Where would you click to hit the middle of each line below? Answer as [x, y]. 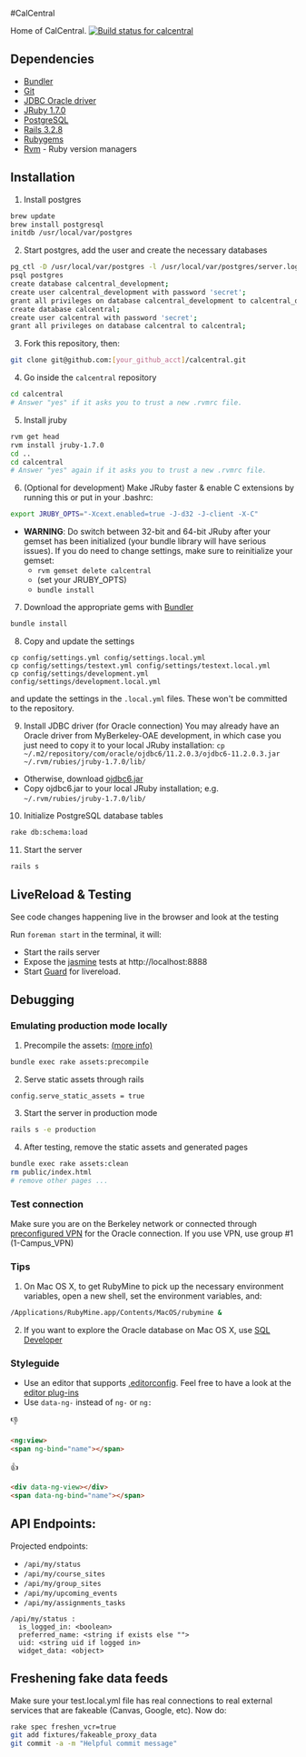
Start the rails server [62, 952]
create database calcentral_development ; [90, 284]
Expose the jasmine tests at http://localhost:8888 [115, 961]
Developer [43, 1340]
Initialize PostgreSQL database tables [93, 816]
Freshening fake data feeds [89, 1678]
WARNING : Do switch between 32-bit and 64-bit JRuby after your [147, 532]
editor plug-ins [51, 1393]
